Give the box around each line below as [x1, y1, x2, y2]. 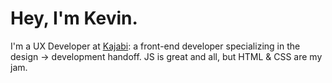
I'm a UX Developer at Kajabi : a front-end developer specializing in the [10, 40, 301, 52]
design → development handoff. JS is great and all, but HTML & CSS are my [10, 50, 323, 62]
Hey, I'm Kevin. [10, 7, 138, 30]
